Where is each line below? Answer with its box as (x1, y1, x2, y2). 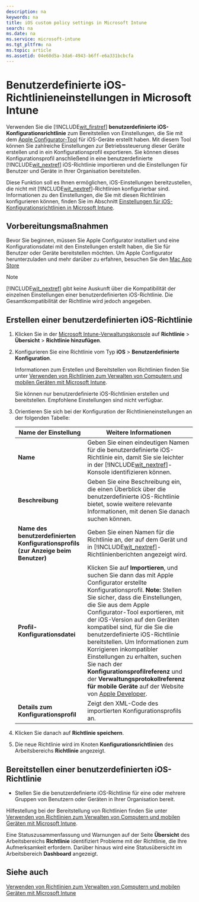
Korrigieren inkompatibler (87, 645, 158, 654)
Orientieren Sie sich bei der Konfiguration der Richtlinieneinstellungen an (14, 408, 192, 415)
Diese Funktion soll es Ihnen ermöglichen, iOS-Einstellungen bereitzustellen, (6, 179, 192, 186)
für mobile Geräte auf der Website (87, 683, 184, 691)
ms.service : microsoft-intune (6, 36, 81, 42)
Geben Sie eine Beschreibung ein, (87, 478, 182, 486)
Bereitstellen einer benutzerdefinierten (6, 764, 153, 774)
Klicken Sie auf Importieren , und (87, 564, 178, 572)
